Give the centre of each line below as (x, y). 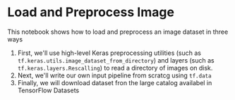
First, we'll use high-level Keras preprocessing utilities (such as (109, 53)
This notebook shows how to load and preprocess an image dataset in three (118, 32)
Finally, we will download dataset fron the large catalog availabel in (115, 82)
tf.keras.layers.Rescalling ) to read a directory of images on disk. (115, 68)
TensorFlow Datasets (48, 90)
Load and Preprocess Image (91, 12)
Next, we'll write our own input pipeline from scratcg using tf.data (114, 75)
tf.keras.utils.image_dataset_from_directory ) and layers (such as (116, 60)
